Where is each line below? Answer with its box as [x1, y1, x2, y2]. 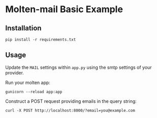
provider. [5, 69, 24, 75]
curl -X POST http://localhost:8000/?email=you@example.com [5, 108, 136, 113]
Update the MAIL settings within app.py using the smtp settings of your [5, 64, 152, 70]
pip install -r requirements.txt [5, 37, 76, 42]
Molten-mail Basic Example [5, 4, 123, 15]
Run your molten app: [5, 80, 51, 86]
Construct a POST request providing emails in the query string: [5, 98, 137, 104]
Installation [5, 24, 42, 32]
